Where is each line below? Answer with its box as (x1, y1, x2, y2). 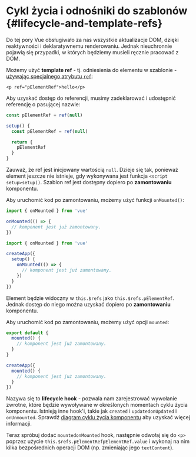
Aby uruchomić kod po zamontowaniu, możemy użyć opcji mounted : (6, 318, 170, 325)
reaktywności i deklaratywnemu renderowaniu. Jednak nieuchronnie (6, 43, 172, 50)
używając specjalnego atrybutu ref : (6, 73, 93, 80)
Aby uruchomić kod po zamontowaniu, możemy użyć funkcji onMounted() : (6, 197, 184, 204)
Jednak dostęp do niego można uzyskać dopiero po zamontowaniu (6, 301, 171, 308)
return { (11, 139, 33, 145)
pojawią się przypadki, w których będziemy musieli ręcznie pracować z (6, 48, 179, 56)
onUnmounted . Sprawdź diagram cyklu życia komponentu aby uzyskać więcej (6, 414, 190, 421)
